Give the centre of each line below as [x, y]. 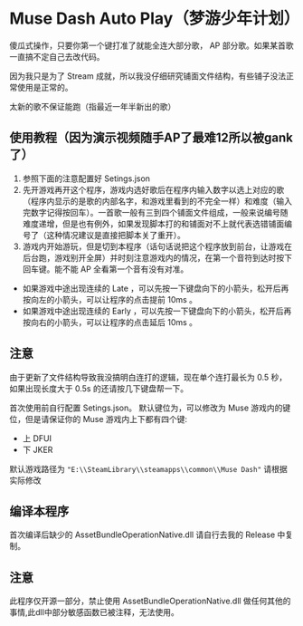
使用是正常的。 [45, 87]
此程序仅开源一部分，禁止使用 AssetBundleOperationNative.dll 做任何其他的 [150, 601]
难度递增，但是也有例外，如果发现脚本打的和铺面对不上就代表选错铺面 [153, 224]
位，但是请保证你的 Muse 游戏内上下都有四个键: [99, 419]
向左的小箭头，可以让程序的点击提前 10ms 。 [114, 299]
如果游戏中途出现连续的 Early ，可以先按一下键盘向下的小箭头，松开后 [153, 311]
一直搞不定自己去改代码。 [57, 56]
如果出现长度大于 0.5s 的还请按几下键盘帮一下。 [99, 388]
